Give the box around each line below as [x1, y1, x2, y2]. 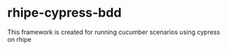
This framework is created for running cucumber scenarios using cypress [7, 28, 220, 36]
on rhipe [7, 35, 32, 43]
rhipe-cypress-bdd [7, 5, 122, 21]
